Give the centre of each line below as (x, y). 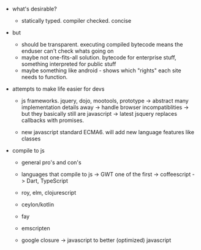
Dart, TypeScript (47, 181)
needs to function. (44, 77)
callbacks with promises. (53, 120)
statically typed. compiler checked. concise (76, 21)
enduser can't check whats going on (67, 51)
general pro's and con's (51, 162)
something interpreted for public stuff (69, 64)
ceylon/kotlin (37, 204)
